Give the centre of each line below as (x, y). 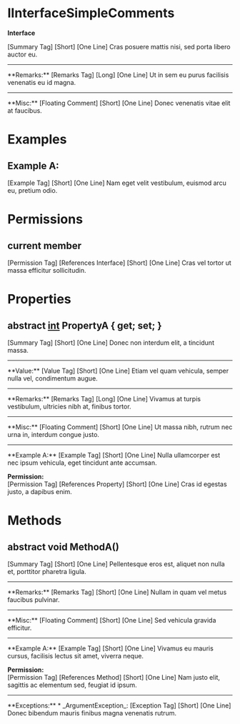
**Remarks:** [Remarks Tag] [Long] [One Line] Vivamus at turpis (104, 398)
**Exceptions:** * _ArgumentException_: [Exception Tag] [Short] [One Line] (119, 705)
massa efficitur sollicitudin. (47, 270)
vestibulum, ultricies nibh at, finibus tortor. (69, 406)
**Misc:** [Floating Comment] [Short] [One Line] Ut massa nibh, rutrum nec (120, 427)
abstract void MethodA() (63, 547)
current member (45, 245)
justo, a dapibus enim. (40, 491)
